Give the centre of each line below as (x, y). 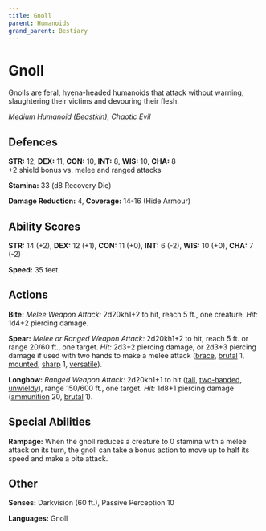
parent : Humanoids (39, 23)
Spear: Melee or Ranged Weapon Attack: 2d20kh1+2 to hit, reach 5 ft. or (129, 338)
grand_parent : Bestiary (48, 31)
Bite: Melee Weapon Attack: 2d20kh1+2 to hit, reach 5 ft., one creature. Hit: (133, 314)
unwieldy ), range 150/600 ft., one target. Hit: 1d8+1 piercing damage (121, 388)
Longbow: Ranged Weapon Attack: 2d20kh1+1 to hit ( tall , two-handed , (125, 379)
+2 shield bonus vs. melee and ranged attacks (85, 170)
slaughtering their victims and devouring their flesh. (94, 101)
